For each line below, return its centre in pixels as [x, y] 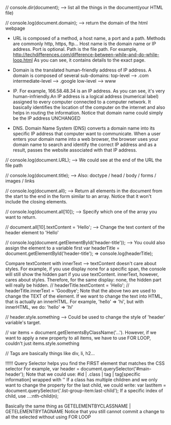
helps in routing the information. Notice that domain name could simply [88, 113]
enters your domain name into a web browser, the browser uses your [85, 139]
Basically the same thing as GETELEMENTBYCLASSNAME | [68, 406]
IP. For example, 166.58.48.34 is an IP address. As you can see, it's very [89, 91]
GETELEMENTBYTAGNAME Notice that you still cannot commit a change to [85, 411]
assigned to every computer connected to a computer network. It [82, 102]
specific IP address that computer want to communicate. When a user [87, 134]
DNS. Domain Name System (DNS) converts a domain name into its [84, 128]
